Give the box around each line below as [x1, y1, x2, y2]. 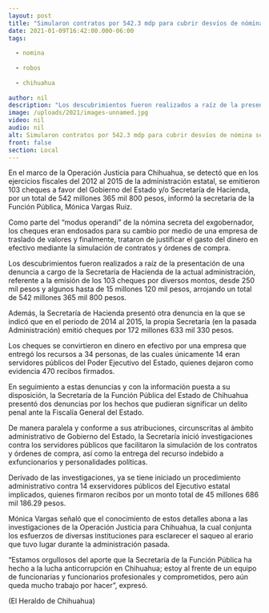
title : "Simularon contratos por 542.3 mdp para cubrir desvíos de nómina [8, 19, 263, 27]
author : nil [8, 94, 48, 102]
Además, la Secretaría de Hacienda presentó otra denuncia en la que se [8, 308, 246, 318]
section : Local [8, 146, 59, 154]
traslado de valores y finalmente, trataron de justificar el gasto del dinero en [8, 234, 259, 245]
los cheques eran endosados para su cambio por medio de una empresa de [8, 226, 259, 236]
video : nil [8, 116, 45, 124]
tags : [8, 34, 26, 43]
